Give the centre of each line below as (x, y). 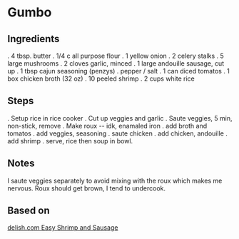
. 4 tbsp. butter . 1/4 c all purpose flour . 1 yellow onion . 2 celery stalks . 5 (116, 56)
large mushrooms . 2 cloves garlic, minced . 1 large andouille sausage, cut (116, 63)
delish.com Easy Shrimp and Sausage (63, 228)
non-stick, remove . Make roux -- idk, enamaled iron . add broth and (107, 126)
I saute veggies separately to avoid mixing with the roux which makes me (115, 180)
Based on (29, 211)
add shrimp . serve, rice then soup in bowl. (70, 141)
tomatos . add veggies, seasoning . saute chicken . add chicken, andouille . (118, 133)
